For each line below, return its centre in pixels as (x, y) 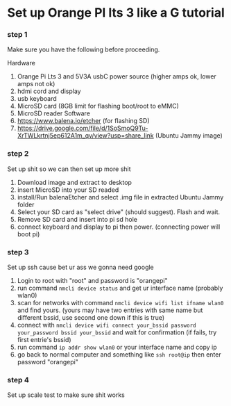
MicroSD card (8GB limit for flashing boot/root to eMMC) (98, 106)
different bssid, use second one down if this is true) (91, 318)
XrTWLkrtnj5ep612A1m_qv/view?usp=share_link (85, 136)
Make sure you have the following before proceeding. (84, 49)
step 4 (18, 380)
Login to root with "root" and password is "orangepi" (92, 281)
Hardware (22, 63)
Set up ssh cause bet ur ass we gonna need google (80, 267)
